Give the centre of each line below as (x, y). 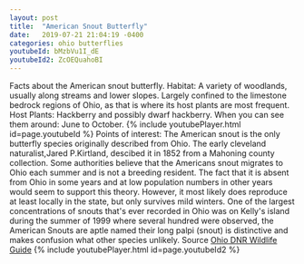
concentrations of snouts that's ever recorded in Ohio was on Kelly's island (150, 211)
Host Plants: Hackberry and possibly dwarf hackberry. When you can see (147, 115)
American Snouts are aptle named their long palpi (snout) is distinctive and (149, 230)
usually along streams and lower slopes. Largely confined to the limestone (148, 95)
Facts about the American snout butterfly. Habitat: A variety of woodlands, (148, 86)
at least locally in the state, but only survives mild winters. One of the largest (152, 201)
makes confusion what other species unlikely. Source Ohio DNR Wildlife (143, 240)
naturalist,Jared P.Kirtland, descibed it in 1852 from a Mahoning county (142, 153)
